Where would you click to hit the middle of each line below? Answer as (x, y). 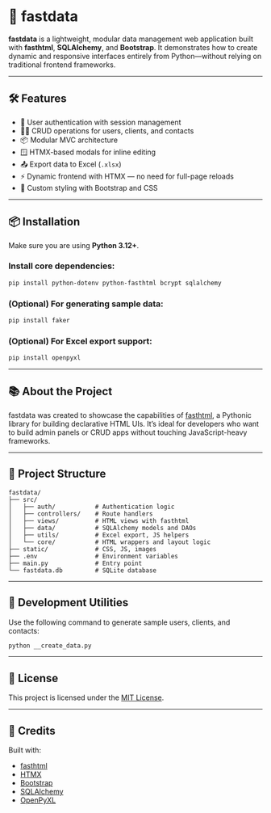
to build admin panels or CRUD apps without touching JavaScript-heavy (128, 432)
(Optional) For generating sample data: (86, 304)
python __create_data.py (50, 646)
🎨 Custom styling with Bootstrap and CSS (89, 187)
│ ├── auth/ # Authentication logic (92, 507)
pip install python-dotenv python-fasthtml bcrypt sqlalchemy (115, 283)
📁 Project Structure (57, 474)
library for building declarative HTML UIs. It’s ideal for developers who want (134, 423)
